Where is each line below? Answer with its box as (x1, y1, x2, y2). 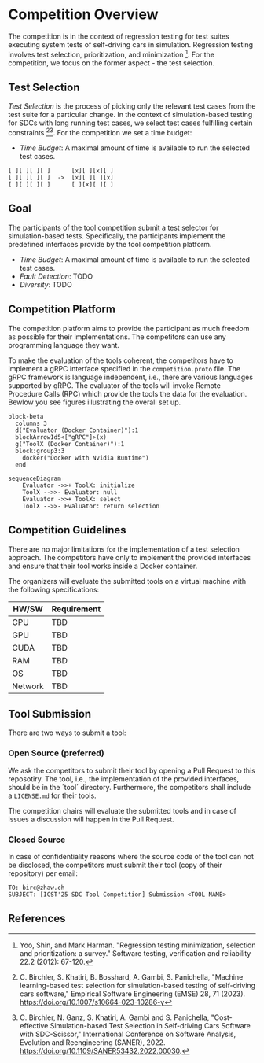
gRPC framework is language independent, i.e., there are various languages (8, 372, 254, 382)
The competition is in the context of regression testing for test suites (8, 31, 229, 41)
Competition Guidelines (8, 523, 127, 537)
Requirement (51, 603, 101, 615)
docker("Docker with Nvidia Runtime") (22, 454, 149, 462)
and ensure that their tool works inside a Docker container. (8, 561, 198, 570)
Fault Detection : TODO (19, 271, 93, 281)
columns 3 (15, 419, 47, 427)
